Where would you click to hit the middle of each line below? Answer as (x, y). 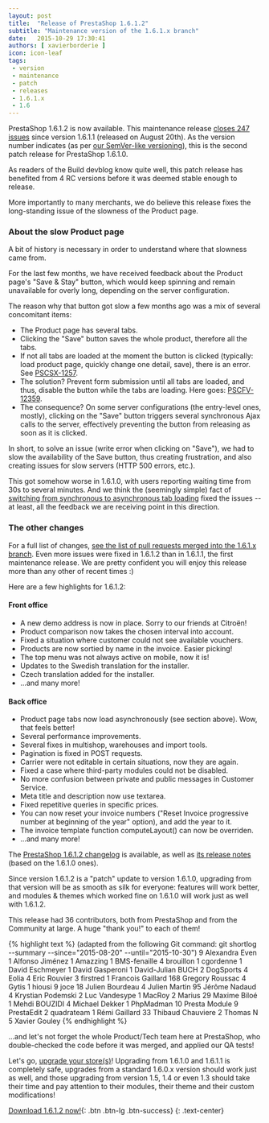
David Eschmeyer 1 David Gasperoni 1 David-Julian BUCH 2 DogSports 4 (128, 970)
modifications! (32, 1095)
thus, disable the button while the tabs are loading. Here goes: (123, 390)
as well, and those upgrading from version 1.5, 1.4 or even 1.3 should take (129, 1078)
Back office (28, 701)
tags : (17, 61)
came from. (27, 258)
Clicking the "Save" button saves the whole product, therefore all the (133, 339)
